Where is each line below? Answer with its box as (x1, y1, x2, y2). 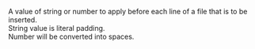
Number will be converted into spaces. (8, 32, 135, 41)
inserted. (8, 15, 37, 24)
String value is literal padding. (8, 24, 105, 32)
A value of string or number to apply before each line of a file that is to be (8, 7, 248, 16)
